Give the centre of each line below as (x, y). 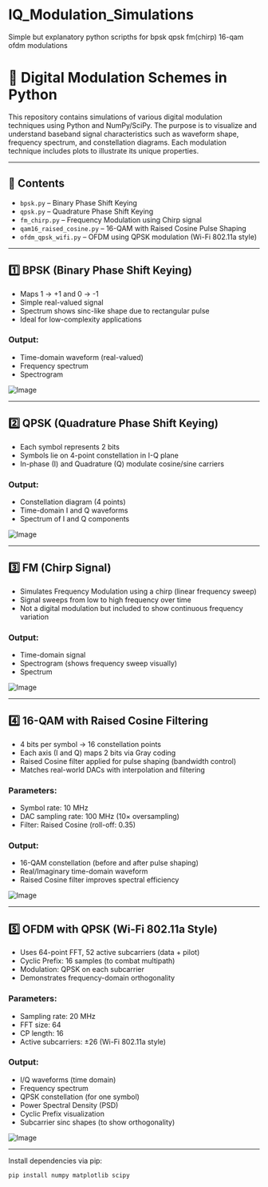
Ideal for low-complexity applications (81, 319)
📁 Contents (37, 184)
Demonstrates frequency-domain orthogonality (97, 978)
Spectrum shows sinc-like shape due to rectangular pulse (114, 310)
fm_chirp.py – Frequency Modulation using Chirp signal (110, 220)
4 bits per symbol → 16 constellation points (91, 744)
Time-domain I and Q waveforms (74, 510)
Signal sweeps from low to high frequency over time (105, 599)
